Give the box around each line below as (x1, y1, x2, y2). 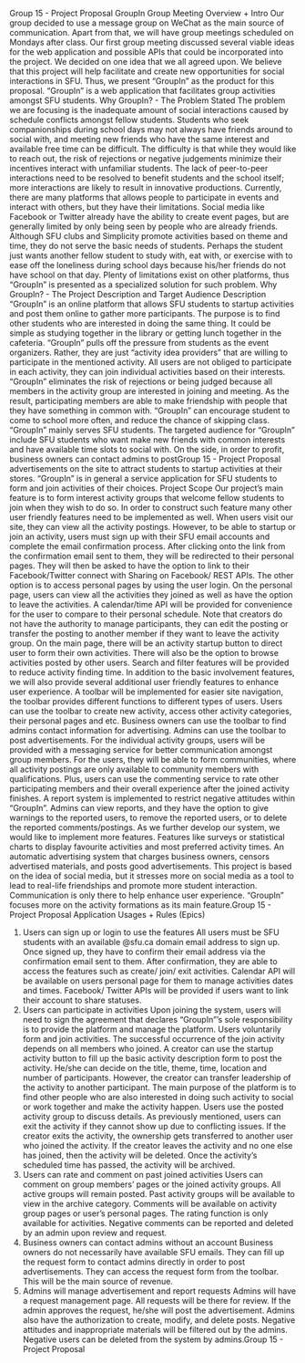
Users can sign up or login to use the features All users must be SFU (22, 927, 280, 938)
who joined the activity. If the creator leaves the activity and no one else (22, 1140, 293, 1150)
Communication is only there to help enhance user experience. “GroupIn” (9, 890, 284, 900)
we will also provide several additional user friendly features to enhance (9, 677, 280, 687)
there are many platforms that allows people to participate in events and (9, 192, 280, 203)
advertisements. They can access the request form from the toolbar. (22, 1266, 280, 1276)
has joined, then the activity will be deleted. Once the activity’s (22, 1150, 258, 1160)
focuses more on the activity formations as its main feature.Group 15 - (9, 900, 271, 910)
